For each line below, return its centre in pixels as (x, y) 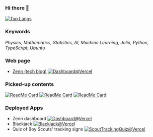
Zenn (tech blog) (30, 71)
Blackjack (22, 124)
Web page (18, 61)
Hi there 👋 (17, 8)
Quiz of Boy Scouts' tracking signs (48, 129)
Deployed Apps (24, 108)
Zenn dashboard (29, 119)
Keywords (18, 32)
